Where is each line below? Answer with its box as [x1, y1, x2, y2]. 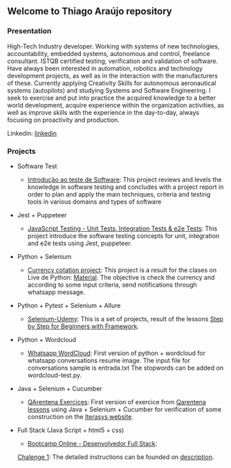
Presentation [7, 26, 52, 36]
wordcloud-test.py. [27, 370, 82, 379]
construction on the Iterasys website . [27, 412, 133, 421]
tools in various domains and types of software [27, 197, 162, 206]
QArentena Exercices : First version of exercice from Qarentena [27, 397, 206, 406]
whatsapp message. [27, 287, 85, 296]
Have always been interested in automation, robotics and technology [7, 64, 203, 72]
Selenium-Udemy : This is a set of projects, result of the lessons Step [27, 314, 223, 323]
